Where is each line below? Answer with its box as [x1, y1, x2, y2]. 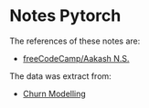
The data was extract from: [9, 70, 112, 82]
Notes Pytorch [9, 5, 122, 26]
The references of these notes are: [9, 35, 141, 46]
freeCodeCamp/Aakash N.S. [22, 53, 130, 64]
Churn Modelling [22, 88, 87, 99]
